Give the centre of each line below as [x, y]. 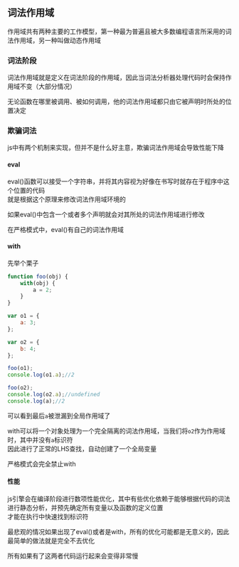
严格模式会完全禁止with [42, 463]
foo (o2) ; [20, 388]
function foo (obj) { [38, 276]
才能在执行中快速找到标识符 [48, 517]
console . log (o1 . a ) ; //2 [41, 375]
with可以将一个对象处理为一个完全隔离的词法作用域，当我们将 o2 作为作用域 [117, 431]
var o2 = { [23, 342]
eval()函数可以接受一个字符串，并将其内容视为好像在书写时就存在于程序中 [116, 181]
